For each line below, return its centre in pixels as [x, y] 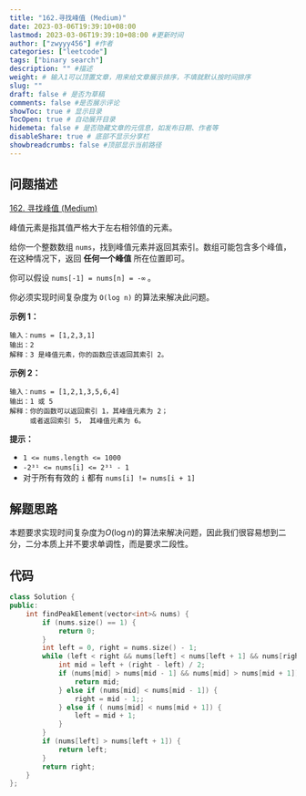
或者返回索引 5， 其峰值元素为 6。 [87, 420]
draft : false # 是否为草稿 [57, 94]
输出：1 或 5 [31, 401]
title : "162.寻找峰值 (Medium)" [68, 18]
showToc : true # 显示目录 [56, 111]
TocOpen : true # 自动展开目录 [62, 119]
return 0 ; [76, 631]
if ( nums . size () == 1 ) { [89, 622]
